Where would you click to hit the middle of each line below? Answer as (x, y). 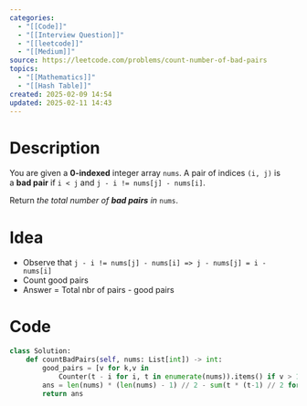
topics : (24, 69)
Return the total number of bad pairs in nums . (94, 201)
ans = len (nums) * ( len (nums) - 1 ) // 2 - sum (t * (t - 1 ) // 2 (163, 385)
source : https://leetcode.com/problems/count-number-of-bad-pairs (138, 60)
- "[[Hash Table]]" (55, 86)
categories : (32, 18)
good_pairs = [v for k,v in (95, 368)
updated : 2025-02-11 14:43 (61, 103)
